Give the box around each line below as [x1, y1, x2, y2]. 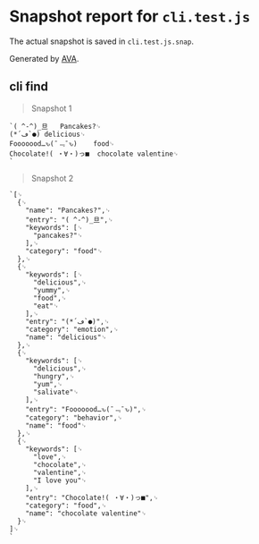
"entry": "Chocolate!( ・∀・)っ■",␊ [25, 493, 159, 502]
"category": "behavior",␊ [25, 413, 123, 422]
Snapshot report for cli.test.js [9, 6, 251, 27]
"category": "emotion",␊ [25, 325, 119, 334]
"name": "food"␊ [25, 421, 88, 430]
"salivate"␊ [32, 387, 79, 396]
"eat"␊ [32, 302, 60, 310]
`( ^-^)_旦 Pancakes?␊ [9, 122, 102, 131]
